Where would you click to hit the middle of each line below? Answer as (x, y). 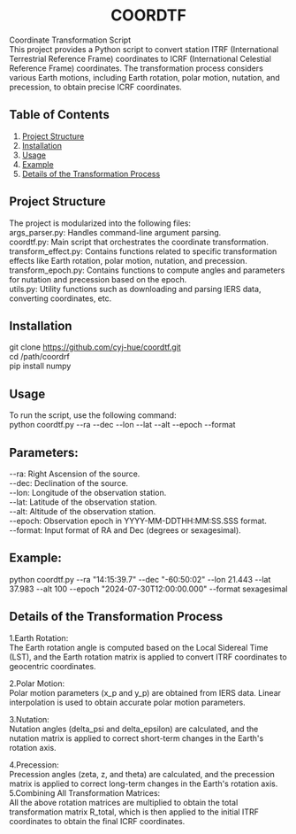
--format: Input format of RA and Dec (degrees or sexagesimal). (125, 530)
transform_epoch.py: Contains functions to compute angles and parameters (147, 270)
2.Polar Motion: (37, 683)
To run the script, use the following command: (93, 415)
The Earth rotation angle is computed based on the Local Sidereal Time (139, 647)
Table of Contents (60, 115)
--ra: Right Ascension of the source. (75, 474)
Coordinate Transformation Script (70, 40)
